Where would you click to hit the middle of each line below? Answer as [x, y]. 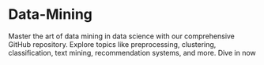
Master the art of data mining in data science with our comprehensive [122, 36]
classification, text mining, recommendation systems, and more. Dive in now [132, 52]
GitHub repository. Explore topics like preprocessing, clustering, [112, 44]
